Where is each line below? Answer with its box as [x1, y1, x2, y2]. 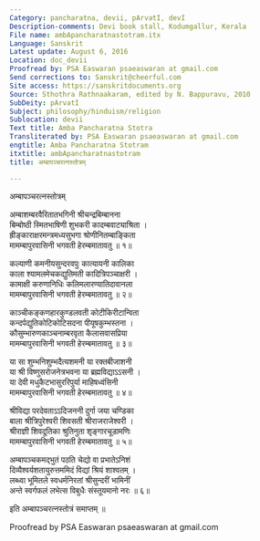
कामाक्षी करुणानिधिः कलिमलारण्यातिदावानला [9, 278, 133, 289]
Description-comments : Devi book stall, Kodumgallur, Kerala [9, 22, 247, 31]
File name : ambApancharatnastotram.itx [9, 30, 161, 39]
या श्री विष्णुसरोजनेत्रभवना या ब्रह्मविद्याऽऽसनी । [9, 366, 141, 377]
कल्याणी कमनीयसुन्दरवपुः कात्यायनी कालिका [9, 257, 135, 269]
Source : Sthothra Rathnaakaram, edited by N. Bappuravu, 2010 [9, 89, 251, 99]
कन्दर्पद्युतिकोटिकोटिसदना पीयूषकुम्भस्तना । [9, 317, 134, 328]
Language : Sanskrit [9, 38, 84, 48]
